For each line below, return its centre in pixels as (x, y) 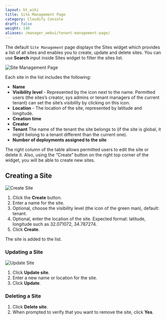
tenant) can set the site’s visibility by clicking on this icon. (71, 103)
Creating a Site (29, 176)
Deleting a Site (23, 296)
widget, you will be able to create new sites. (50, 160)
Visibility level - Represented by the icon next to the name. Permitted (84, 92)
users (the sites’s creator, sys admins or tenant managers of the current (86, 97)
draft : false (19, 24)
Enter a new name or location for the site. (55, 278)
